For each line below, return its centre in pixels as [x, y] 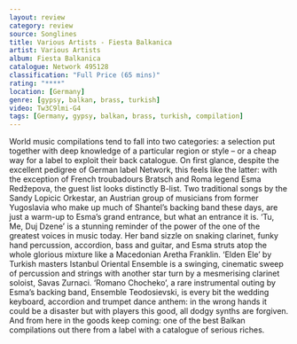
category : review [41, 26]
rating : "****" [37, 83]
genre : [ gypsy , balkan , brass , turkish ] [85, 100]
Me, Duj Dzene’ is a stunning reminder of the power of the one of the [135, 226]
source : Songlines [43, 34]
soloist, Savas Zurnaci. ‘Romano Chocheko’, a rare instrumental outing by [143, 283]
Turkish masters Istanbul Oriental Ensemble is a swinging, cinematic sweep [146, 264]
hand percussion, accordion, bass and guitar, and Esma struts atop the [138, 246]
